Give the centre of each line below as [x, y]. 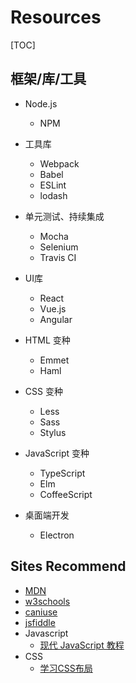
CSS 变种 [43, 391]
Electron [57, 535]
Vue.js [53, 308]
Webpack [59, 163]
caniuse [41, 612]
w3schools [47, 601]
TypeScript [62, 473]
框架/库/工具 [48, 79]
